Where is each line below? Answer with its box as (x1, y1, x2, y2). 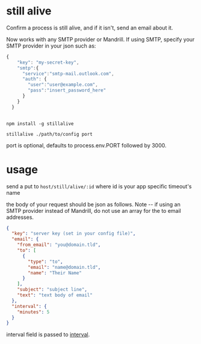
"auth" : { (22, 76, 47, 82)
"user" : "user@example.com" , (28, 82, 98, 88)
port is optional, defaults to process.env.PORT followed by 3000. (6, 141, 167, 149)
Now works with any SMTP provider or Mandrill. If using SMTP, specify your (6, 35, 195, 43)
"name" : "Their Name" (28, 269, 82, 276)
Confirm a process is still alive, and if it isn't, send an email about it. (6, 24, 173, 31)
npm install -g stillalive (6, 120, 74, 127)
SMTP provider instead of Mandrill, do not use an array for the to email (6, 207, 182, 214)
